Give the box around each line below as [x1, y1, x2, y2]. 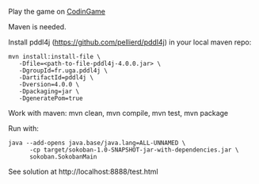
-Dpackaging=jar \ [18, 87, 80, 95]
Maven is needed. [8, 22, 67, 31]
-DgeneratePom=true [18, 94, 83, 102]
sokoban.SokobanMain [29, 153, 97, 161]
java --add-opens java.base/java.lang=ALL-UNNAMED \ [8, 139, 186, 147]
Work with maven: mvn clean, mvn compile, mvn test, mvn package [8, 109, 229, 117]
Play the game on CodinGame [8, 7, 105, 16]
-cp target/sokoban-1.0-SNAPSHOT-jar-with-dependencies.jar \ [29, 146, 239, 154]
